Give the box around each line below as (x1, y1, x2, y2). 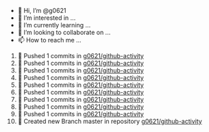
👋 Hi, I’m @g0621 (17, 7, 66, 14)
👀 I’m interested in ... (17, 14, 76, 22)
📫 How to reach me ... (17, 36, 82, 44)
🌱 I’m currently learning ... (17, 21, 91, 29)
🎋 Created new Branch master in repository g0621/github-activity (17, 117, 203, 125)
